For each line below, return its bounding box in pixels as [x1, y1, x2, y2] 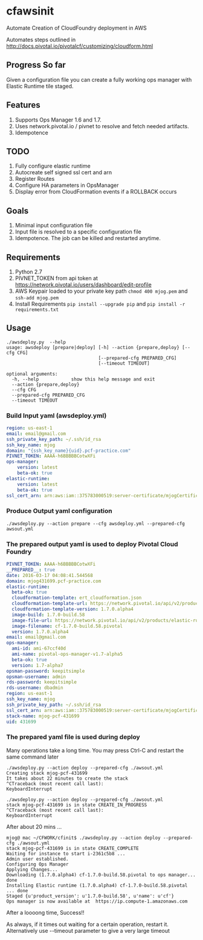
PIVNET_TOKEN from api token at [14, 275, 98, 282]
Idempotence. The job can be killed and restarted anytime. [14, 235, 161, 242]
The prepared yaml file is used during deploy [6, 733, 140, 742]
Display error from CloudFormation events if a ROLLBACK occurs [14, 188, 177, 195]
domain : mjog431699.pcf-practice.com [6, 578, 101, 584]
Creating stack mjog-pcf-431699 [6, 770, 88, 776]
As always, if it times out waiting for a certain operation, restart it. [6, 921, 169, 928]
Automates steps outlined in [6, 36, 76, 43]
